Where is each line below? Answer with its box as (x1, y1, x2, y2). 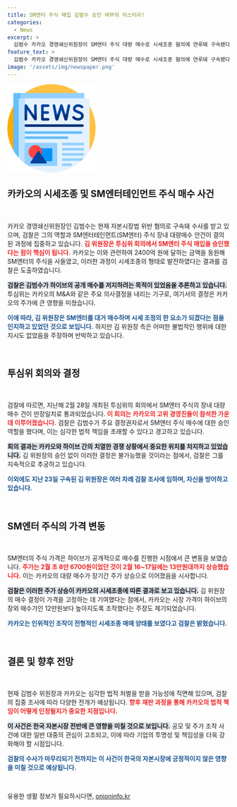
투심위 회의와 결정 (7, 367, 80, 379)
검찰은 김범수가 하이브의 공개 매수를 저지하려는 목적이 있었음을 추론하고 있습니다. (7, 281, 228, 289)
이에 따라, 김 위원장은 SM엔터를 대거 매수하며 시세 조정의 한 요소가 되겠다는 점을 (7, 313, 224, 322)
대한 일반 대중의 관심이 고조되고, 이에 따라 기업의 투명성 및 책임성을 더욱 (20, 731, 218, 739)
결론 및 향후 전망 (7, 655, 74, 667)
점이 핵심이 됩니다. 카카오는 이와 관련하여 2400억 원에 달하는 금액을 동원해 (20, 248, 226, 257)
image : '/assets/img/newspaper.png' (7, 63, 115, 71)
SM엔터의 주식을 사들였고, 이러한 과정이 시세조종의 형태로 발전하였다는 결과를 (7, 257, 221, 265)
